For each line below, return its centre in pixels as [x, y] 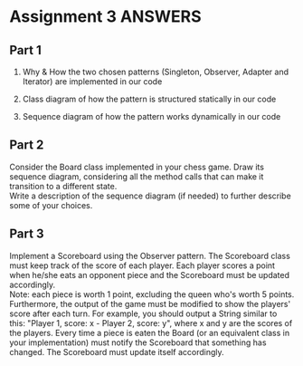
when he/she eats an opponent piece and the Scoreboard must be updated [150, 274]
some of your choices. [51, 205]
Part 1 [26, 50]
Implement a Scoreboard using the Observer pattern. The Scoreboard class [150, 255]
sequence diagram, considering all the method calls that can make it [137, 176]
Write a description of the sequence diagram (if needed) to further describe [150, 196]
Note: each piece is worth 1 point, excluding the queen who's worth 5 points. [152, 294]
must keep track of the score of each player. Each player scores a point [142, 265]
